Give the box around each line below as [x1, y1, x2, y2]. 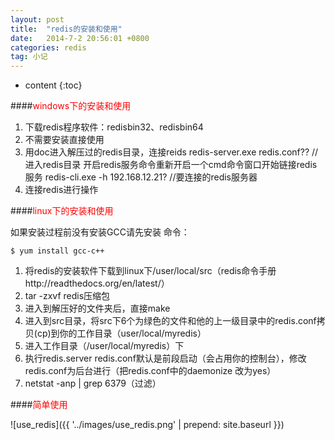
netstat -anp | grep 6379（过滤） [24, 377, 162, 390]
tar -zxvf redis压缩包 [24, 290, 111, 302]
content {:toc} [24, 79, 83, 91]
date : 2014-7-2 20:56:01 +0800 [10, 33, 150, 43]
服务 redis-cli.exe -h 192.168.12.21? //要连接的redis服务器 [24, 171, 258, 183]
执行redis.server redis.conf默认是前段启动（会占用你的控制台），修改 [24, 352, 307, 365]
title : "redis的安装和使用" [10, 24, 123, 34]
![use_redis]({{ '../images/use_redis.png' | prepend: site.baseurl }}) [10, 419, 285, 431]
